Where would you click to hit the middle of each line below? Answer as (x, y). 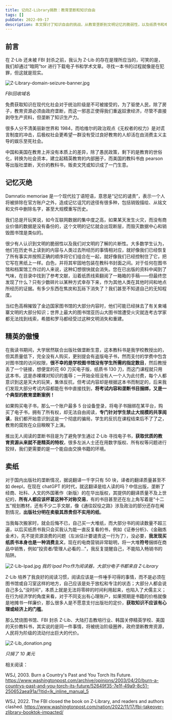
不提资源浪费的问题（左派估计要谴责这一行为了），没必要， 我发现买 (96, 536)
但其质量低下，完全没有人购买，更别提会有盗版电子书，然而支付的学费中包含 (86, 356)
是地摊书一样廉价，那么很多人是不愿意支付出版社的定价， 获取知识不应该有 (84, 602)
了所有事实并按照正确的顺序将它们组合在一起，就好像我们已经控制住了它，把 (86, 256)
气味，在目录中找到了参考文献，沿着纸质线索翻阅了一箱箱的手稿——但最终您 (86, 275)
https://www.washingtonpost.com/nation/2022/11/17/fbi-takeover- (94, 707)
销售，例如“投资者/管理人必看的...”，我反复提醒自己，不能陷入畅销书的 (88, 548)
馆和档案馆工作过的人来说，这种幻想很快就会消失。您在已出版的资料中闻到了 (86, 269)
